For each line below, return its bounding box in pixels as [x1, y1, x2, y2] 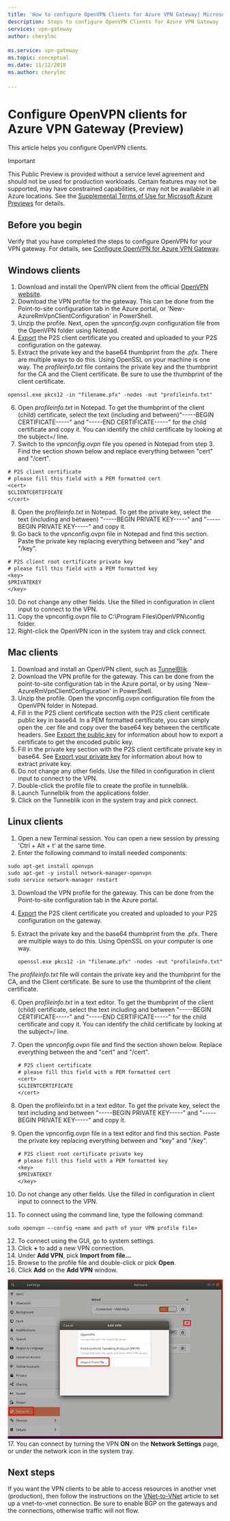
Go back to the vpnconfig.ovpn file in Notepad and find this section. [17, 530, 209, 538]
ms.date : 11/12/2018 [8, 62, 67, 69]
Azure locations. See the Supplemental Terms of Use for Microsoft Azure [8, 192, 213, 200]
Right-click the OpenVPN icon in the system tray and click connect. [17, 627, 207, 635]
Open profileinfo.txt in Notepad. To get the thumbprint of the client [17, 404, 205, 412]
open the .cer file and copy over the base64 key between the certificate [17, 723, 220, 731]
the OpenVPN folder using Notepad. [17, 326, 119, 335]
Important [8, 157, 35, 165]
